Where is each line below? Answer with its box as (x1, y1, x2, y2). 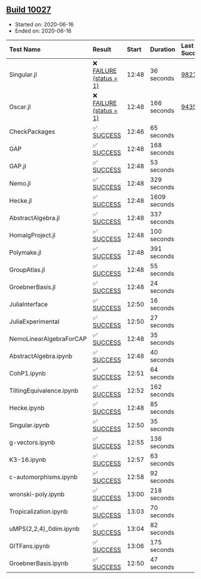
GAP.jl (9, 162, 26, 170)
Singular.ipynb (9, 420, 50, 429)
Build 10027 (6, 5, 51, 15)
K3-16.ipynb (9, 455, 47, 464)
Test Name (9, 45, 41, 53)
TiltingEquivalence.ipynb (9, 386, 79, 395)
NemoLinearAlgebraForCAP (9, 335, 87, 343)
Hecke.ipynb (9, 404, 45, 412)
